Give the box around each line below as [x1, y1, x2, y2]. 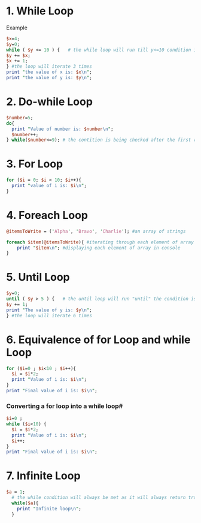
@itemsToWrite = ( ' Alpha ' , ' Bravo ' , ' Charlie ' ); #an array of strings [6, 228, 186, 235]
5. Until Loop [6, 270, 70, 284]
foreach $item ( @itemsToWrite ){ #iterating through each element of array [6, 239, 194, 245]
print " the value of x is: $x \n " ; [6, 69, 93, 76]
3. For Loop [6, 157, 63, 171]
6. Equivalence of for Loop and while [6, 333, 191, 346]
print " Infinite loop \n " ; [17, 506, 82, 512]
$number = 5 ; [6, 115, 33, 121]
